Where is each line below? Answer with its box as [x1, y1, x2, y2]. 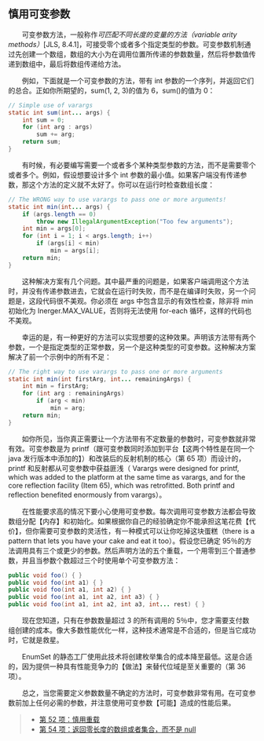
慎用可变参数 [8, 7, 71, 21]
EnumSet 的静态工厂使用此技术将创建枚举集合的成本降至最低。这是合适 [22, 652, 253, 662]
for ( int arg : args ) [22, 123, 93, 131]
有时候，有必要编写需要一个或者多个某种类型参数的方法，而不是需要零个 [22, 160, 256, 170]
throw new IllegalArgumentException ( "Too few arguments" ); [36, 217, 234, 225]
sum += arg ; [36, 130, 76, 139]
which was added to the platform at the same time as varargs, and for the [8, 472, 246, 481]
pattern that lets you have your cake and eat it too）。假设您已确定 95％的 [8, 536, 245, 546]
